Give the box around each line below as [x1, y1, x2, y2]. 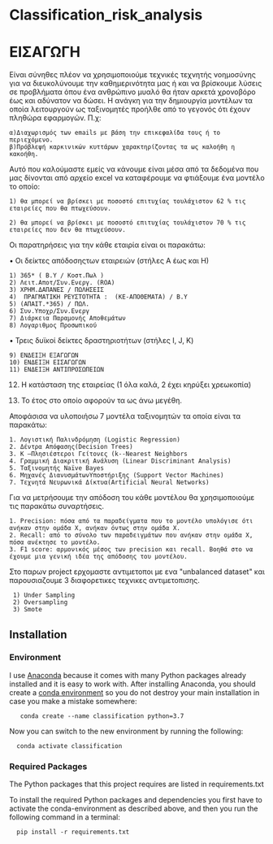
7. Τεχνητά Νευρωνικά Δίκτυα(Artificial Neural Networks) [9, 478, 210, 487]
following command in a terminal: [9, 812, 120, 822]
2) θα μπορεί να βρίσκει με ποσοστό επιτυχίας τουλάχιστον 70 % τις [9, 219, 246, 227]
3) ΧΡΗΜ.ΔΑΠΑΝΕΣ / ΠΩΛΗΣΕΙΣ [9, 286, 105, 294]
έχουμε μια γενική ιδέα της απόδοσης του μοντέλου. [9, 553, 188, 561]
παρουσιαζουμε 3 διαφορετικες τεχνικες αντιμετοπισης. [9, 576, 200, 585]
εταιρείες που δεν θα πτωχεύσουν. [9, 226, 127, 234]
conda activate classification [16, 742, 123, 750]
